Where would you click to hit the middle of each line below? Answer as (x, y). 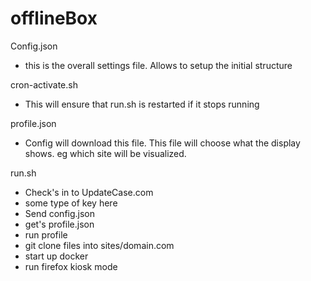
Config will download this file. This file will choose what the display (162, 143)
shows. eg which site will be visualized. (105, 153)
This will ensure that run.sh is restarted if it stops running (142, 104)
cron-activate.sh (44, 84)
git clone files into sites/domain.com (99, 245)
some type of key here (71, 203)
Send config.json (60, 213)
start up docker (56, 256)
